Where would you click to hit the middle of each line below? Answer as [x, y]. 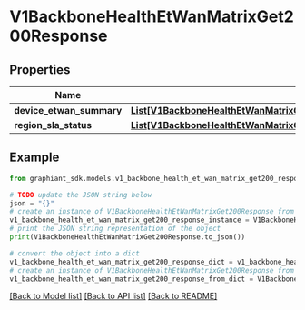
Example [34, 158]
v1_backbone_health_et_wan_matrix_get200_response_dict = [121, 262]
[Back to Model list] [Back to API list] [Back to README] [113, 296]
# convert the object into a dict [75, 253]
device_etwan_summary [68, 110]
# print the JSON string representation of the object [115, 229]
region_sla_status [53, 125]
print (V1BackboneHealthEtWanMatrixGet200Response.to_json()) [128, 237]
